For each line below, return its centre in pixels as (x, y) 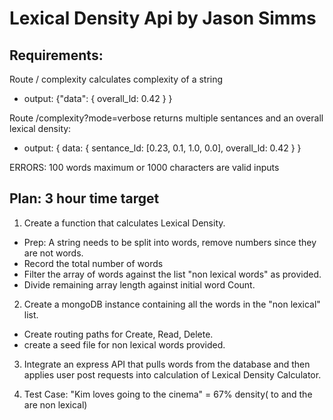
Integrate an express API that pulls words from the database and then (167, 364)
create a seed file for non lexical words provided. (124, 344)
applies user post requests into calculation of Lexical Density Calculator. (172, 374)
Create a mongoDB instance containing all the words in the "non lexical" (172, 304)
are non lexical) (55, 404)
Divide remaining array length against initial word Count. (139, 284)
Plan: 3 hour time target (84, 198)
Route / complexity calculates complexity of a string (116, 79)
